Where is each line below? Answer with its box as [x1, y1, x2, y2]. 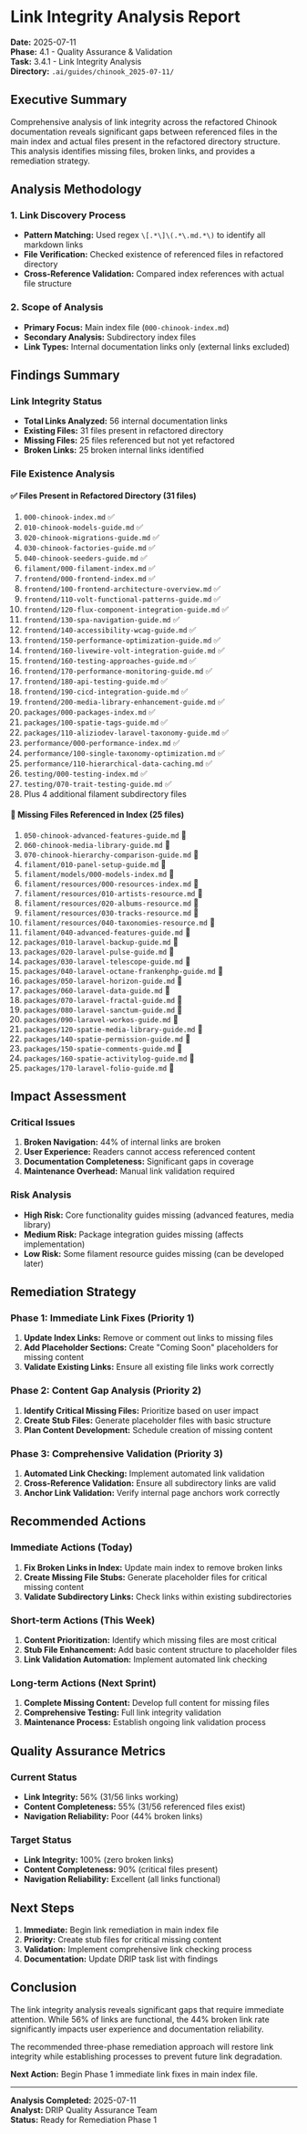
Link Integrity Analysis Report [10, 6, 240, 27]
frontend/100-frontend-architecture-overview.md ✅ [23, 582, 221, 594]
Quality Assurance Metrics [10, 1743, 167, 1759]
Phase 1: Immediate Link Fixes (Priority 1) [10, 1312, 195, 1324]
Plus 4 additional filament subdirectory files [23, 788, 188, 800]
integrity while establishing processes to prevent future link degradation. [10, 2051, 283, 2062]
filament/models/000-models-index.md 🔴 [23, 868, 175, 879]
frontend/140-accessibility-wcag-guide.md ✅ [23, 623, 197, 635]
